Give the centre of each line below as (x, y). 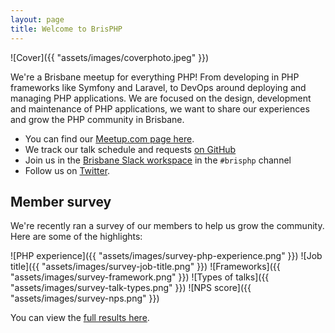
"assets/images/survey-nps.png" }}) (85, 298)
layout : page (37, 19)
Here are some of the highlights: (76, 237)
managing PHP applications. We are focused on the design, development (161, 98)
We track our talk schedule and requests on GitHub (130, 149)
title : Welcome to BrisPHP (66, 29)
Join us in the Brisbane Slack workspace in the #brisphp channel (158, 160)
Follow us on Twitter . (67, 170)
